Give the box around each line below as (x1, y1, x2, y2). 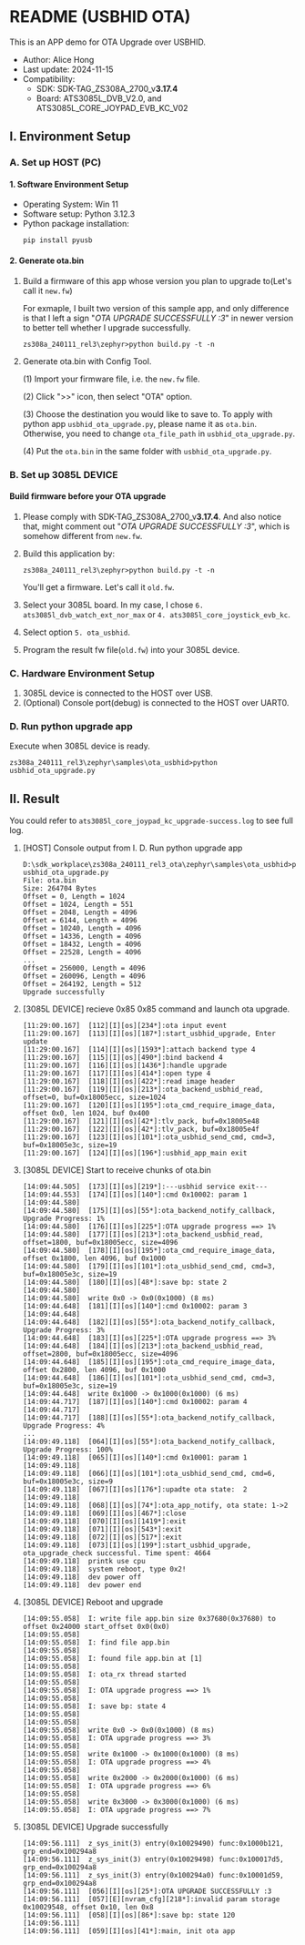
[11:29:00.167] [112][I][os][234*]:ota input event (22, 1022, 228, 1031)
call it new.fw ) (22, 285, 73, 296)
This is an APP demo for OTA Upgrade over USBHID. (9, 36, 207, 47)
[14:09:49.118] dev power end (22, 1581, 142, 1590)
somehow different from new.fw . (22, 530, 143, 541)
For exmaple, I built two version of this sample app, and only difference (22, 302, 290, 313)
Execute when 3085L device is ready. (9, 740, 150, 752)
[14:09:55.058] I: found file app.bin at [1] (22, 1655, 203, 1664)
